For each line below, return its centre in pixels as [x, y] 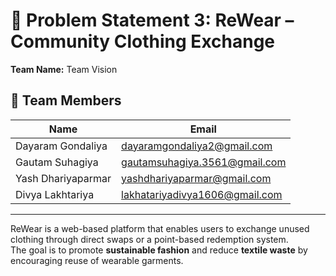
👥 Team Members [66, 100]
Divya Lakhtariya [55, 194]
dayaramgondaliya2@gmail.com [197, 146]
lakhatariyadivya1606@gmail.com [202, 194]
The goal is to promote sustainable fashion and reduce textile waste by [159, 250]
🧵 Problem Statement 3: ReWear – [152, 20]
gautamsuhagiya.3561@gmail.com [204, 162]
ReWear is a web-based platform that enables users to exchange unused [160, 228]
